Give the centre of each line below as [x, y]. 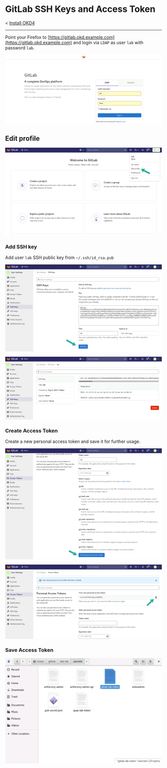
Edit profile [22, 138]
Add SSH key [21, 247]
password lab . [20, 48]
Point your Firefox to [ [27, 37]
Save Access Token [29, 650]
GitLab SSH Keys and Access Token [80, 9]
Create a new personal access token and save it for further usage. [73, 441]
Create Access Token [32, 430]
